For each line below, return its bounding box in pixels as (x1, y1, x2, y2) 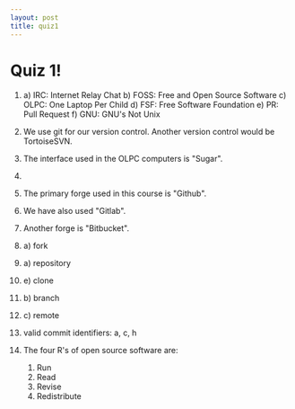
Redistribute (36, 391, 82, 402)
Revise (36, 381, 62, 392)
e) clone (22, 275, 55, 286)
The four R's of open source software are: (22, 345, 178, 356)
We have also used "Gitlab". (22, 206, 126, 217)
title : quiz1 (10, 22, 59, 31)
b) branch (22, 293, 60, 304)
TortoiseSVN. (22, 136, 73, 147)
